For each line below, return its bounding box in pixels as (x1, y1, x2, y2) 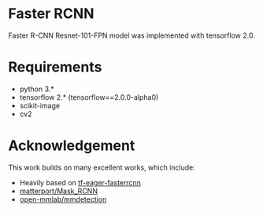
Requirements (8, 58, 102, 76)
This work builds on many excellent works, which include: (8, 163, 195, 172)
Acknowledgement (8, 137, 135, 155)
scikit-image (19, 101, 61, 110)
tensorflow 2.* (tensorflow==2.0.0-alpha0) (19, 92, 159, 102)
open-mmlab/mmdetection (19, 194, 107, 204)
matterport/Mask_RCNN (19, 186, 98, 196)
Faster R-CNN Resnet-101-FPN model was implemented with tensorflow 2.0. (8, 31, 256, 40)
